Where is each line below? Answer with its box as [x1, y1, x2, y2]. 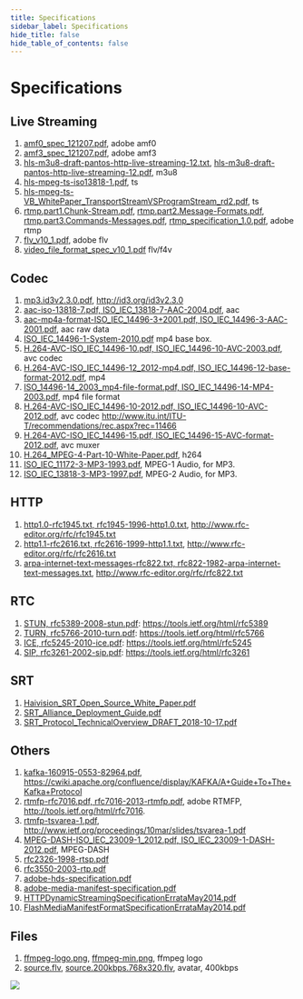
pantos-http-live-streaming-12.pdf [23, 167, 152, 178]
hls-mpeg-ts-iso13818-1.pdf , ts [23, 176, 139, 187]
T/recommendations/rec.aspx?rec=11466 [23, 420, 178, 432]
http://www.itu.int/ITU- [102, 411, 187, 422]
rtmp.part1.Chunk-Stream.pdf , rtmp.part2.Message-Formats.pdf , [23, 205, 265, 216]
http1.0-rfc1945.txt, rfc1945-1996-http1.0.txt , [23, 519, 190, 530]
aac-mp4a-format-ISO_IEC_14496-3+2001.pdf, [23, 315, 199, 325]
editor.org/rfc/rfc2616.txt [23, 547, 117, 559]
